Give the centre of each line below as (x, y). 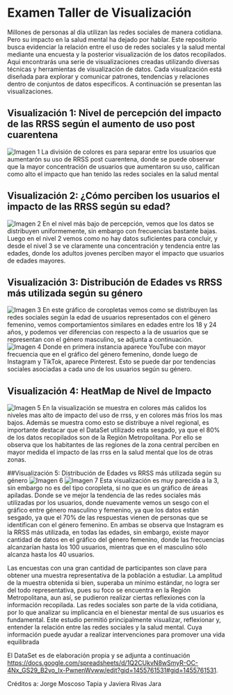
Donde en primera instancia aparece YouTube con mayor (124, 347)
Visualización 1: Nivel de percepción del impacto (114, 113)
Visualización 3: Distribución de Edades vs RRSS (115, 282)
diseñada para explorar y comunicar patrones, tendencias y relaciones (109, 76)
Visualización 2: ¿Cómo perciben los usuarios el (114, 196)
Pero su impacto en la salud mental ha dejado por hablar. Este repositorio (112, 39)
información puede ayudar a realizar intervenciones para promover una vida (116, 634)
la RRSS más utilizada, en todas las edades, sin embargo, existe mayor (108, 532)
